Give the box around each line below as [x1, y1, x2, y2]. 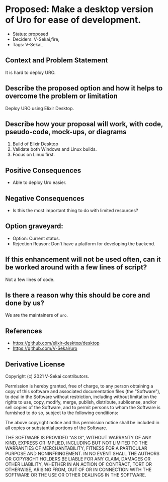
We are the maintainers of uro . [5, 312, 68, 318]
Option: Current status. [12, 235, 60, 241]
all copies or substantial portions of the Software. [5, 425, 107, 431]
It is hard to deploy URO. [5, 69, 56, 75]
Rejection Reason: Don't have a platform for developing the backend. [12, 240, 155, 247]
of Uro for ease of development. [5, 14, 141, 26]
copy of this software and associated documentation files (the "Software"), [5, 389, 161, 395]
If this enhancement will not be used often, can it [5, 255, 161, 264]
